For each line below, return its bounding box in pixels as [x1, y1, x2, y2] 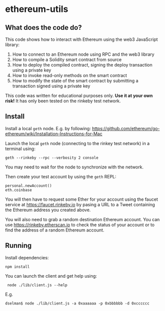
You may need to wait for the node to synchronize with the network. [5, 164, 144, 170]
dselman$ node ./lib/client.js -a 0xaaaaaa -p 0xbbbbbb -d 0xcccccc [5, 301, 150, 306]
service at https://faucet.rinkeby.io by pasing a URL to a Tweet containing [5, 201, 155, 207]
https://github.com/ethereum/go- [92, 125, 160, 131]
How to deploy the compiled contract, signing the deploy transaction [12, 62, 153, 68]
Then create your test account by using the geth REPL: [5, 173, 116, 179]
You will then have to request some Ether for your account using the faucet [5, 196, 158, 202]
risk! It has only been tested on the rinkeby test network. [5, 98, 121, 104]
